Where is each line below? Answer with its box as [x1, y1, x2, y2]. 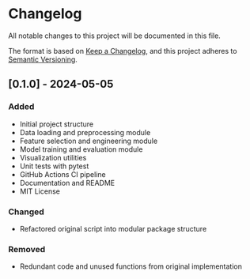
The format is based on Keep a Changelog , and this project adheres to [8, 46, 237, 55]
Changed [8, 206, 45, 217]
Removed [8, 243, 46, 254]
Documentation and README [19, 178, 116, 187]
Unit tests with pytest [19, 161, 89, 171]
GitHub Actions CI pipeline [19, 169, 106, 179]
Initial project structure [19, 119, 94, 129]
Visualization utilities [19, 153, 87, 162]
